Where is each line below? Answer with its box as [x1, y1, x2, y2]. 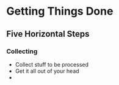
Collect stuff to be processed [15, 61, 89, 68]
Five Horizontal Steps [6, 29, 90, 39]
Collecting [6, 47, 38, 56]
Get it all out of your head [15, 67, 79, 75]
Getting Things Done [6, 4, 114, 18]
